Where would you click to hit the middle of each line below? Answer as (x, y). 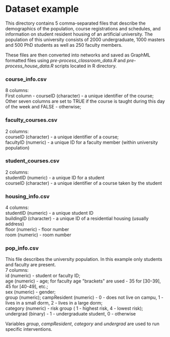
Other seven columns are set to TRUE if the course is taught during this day (85, 101)
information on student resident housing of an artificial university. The (79, 34)
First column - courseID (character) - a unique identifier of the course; (80, 96)
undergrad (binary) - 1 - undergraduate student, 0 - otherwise (71, 314)
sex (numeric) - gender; (31, 292)
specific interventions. (29, 329)
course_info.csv (26, 79)
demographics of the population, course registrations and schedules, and (83, 28)
